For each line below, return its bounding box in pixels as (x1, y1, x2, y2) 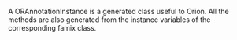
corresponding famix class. (8, 24, 97, 32)
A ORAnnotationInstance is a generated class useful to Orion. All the (8, 7, 230, 16)
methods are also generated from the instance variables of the (8, 15, 211, 24)
